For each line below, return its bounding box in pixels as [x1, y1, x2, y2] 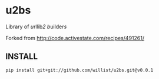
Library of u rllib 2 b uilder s [5, 23, 67, 30]
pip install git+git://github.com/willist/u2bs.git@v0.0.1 [5, 67, 154, 73]
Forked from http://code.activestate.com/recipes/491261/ [5, 34, 145, 41]
